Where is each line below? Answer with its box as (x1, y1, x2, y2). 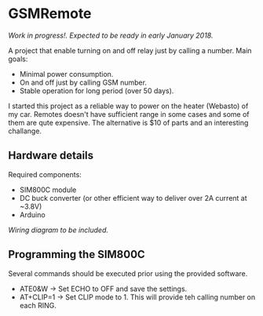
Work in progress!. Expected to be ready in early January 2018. (8, 31, 214, 40)
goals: (8, 54, 28, 64)
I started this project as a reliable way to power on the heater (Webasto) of (8, 101, 249, 111)
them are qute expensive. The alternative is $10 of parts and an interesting (8, 118, 249, 127)
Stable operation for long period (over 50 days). (19, 85, 174, 95)
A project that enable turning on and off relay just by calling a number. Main (8, 45, 253, 55)
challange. (8, 126, 42, 136)
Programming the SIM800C (8, 248, 145, 261)
